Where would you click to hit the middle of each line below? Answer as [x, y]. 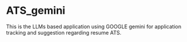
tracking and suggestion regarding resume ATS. [64, 32]
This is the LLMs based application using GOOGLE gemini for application [94, 26]
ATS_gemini [36, 11]
